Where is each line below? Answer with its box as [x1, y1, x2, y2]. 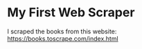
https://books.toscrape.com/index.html [7, 34, 119, 42]
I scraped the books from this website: [7, 27, 117, 35]
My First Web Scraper [7, 5, 135, 20]
